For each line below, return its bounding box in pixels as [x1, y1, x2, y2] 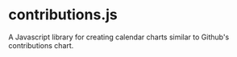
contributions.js [8, 6, 118, 24]
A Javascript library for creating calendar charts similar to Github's [8, 32, 230, 42]
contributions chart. [8, 40, 74, 50]
